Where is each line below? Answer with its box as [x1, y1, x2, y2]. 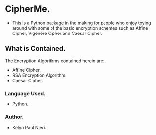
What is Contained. [5, 44, 66, 53]
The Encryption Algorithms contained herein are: [5, 58, 104, 64]
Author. [5, 113, 24, 120]
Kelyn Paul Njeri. [12, 125, 46, 131]
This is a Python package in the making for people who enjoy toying [12, 20, 151, 26]
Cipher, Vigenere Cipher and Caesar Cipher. [12, 30, 103, 36]
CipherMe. [5, 3, 51, 15]
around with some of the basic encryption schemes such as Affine [12, 25, 148, 31]
